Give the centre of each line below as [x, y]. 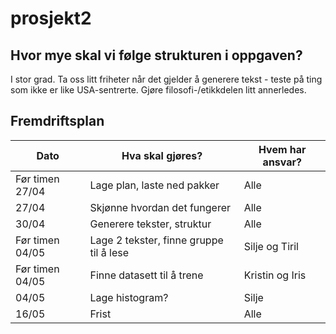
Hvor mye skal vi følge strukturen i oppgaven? [156, 55]
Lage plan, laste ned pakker [154, 185]
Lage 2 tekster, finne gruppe [156, 240]
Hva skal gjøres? [162, 155]
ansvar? [282, 162]
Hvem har [282, 149]
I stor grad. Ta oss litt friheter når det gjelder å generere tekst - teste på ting [166, 79]
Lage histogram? [129, 297]
